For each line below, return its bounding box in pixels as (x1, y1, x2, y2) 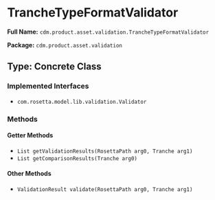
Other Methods (7, 170, 52, 178)
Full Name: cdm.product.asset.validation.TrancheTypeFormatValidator (7, 27, 210, 36)
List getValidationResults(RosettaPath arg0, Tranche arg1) (16, 148, 193, 155)
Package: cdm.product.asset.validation (7, 41, 122, 49)
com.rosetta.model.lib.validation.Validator (16, 98, 147, 105)
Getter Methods (7, 131, 54, 140)
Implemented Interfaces (7, 81, 89, 91)
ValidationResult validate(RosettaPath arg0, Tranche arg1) (16, 186, 193, 193)
